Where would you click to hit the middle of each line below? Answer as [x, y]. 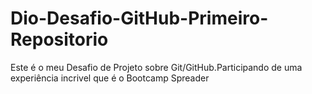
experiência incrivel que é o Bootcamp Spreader [110, 78]
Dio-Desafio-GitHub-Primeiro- [139, 18]
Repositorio [59, 39]
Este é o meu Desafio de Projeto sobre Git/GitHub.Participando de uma [156, 67]
